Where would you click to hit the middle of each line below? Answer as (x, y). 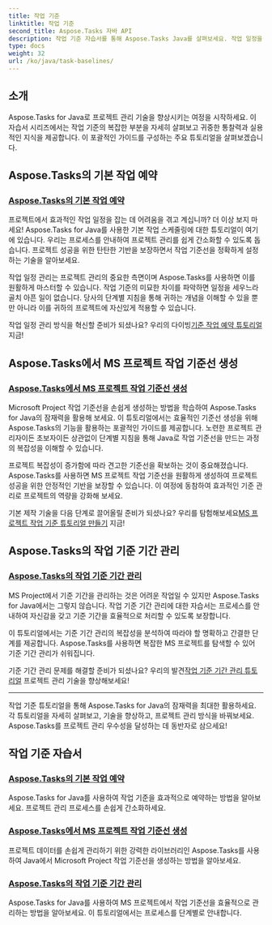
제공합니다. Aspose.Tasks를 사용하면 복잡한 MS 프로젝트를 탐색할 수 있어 (139, 643)
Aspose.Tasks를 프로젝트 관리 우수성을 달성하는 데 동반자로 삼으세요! (118, 726)
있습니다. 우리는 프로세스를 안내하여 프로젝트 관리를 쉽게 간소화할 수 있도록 (134, 240)
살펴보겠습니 (244, 137)
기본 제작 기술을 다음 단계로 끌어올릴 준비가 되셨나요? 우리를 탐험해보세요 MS (129, 513)
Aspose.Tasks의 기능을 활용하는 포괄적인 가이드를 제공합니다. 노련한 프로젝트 (131, 428)
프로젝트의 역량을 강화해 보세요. (73, 496)
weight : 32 (27, 54)
